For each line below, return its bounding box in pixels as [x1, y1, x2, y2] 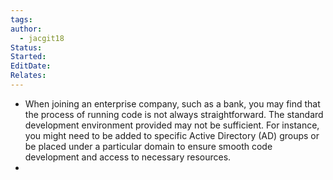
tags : [10, 14, 33, 25]
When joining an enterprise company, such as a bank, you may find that [24, 97, 321, 110]
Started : [10, 52, 47, 62]
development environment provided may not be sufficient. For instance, [24, 119, 320, 131]
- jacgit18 [19, 33, 65, 43]
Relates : [10, 71, 47, 81]
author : [10, 24, 43, 34]
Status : [10, 42, 43, 53]
